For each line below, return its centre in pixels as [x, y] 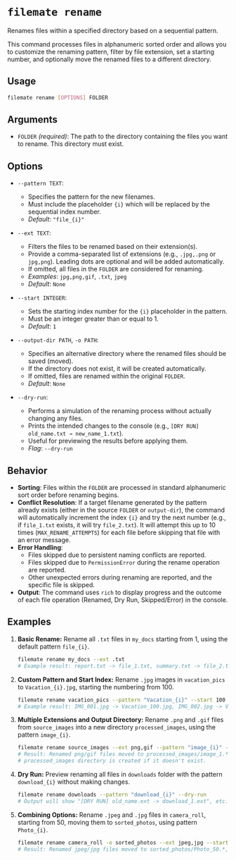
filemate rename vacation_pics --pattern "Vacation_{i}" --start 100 [122, 700]
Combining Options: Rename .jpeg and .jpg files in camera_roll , [112, 815]
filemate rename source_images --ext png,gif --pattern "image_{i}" [120, 748]
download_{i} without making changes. [74, 782]
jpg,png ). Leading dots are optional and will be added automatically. [126, 262]
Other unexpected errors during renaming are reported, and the [120, 577]
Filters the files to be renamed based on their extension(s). [113, 247]
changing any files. [55, 419]
